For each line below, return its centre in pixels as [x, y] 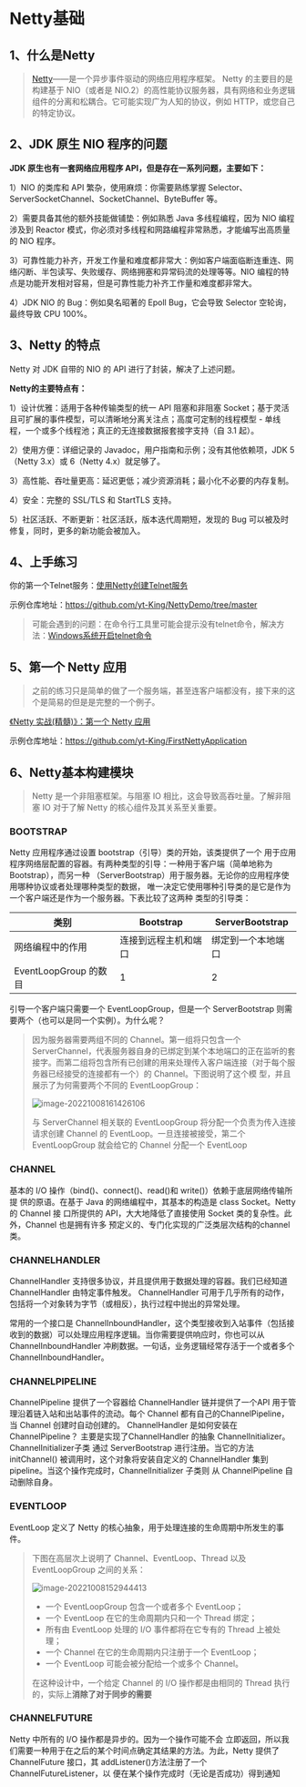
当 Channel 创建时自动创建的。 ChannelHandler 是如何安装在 [124, 1425]
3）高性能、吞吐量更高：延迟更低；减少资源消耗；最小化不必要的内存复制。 [152, 480]
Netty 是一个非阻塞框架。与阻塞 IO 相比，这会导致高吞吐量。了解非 [158, 796]
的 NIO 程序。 [35, 240]
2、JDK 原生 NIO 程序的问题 [88, 144]
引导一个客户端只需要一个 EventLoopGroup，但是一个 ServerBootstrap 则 [147, 1009]
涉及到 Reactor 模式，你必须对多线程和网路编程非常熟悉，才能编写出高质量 [150, 230]
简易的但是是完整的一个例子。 [104, 702]
